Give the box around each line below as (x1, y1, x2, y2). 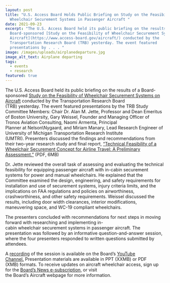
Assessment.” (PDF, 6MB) (5, 151, 59, 157)
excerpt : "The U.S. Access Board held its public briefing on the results (5, 26, 166, 31)
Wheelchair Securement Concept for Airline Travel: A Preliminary (5, 146, 141, 152)
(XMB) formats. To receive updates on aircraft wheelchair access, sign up (5, 261, 159, 267)
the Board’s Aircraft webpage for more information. (5, 272, 112, 278)
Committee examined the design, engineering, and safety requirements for (5, 177, 161, 183)
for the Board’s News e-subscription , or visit (5, 266, 98, 273)
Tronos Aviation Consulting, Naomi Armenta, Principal (5, 119, 117, 125)
